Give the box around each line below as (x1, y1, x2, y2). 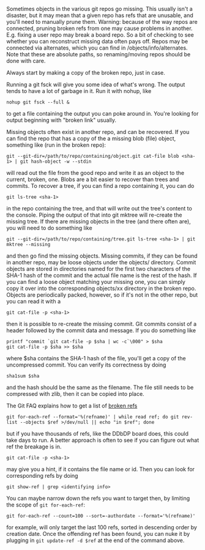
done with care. (6, 58, 46, 64)
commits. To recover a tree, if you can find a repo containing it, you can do (6, 182, 195, 189)
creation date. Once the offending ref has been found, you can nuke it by (6, 530, 190, 537)
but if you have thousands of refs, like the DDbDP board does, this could (6, 430, 188, 437)
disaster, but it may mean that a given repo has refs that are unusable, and (6, 12, 194, 19)
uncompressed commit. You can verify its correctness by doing (6, 361, 166, 368)
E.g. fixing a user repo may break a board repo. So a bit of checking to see (6, 31, 194, 39)
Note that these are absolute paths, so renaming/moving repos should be (6, 51, 191, 58)
